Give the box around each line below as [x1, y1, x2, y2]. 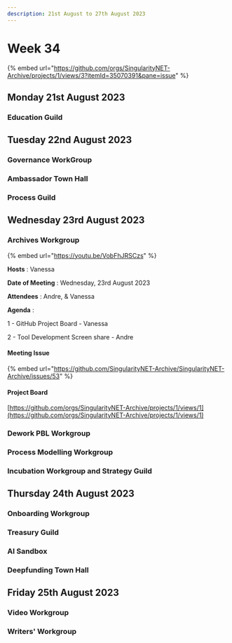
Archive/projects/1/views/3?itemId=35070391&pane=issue [7, 71, 176, 79]
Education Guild [7, 112, 63, 122]
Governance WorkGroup [7, 155, 93, 165]
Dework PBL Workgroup [7, 428, 91, 438]
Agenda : [7, 306, 34, 314]
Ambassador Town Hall [7, 174, 88, 184]
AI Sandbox [7, 546, 48, 556]
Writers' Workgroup [7, 627, 77, 637]
